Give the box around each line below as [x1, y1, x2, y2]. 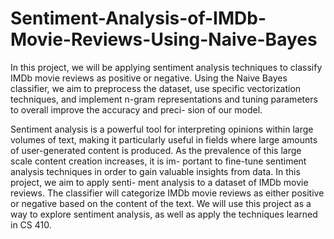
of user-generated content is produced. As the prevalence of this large [10, 144, 302, 156]
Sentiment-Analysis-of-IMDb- [10, 7, 267, 30]
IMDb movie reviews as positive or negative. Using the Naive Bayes [10, 72, 288, 84]
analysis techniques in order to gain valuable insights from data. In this [10, 165, 301, 177]
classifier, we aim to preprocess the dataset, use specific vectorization [10, 82, 302, 94]
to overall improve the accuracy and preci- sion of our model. [10, 103, 263, 116]
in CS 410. [10, 218, 52, 231]
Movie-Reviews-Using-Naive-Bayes [10, 28, 318, 51]
